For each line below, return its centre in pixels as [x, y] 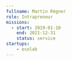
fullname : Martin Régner [36, 11]
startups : [18, 44]
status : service [36, 38]
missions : [18, 22]
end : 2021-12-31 [36, 33]
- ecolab [27, 49]
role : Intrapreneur [30, 17]
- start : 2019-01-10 [36, 28]
